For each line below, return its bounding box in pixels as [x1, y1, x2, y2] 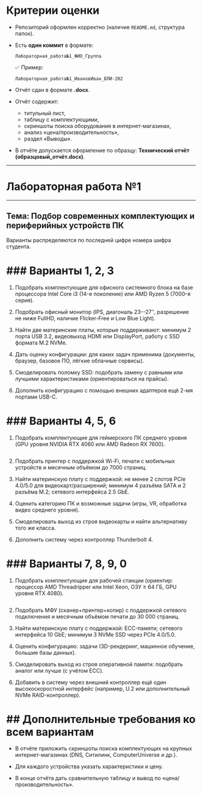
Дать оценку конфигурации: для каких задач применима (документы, [14, 350, 195, 358]
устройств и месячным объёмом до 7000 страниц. [14, 463, 147, 471]
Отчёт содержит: [14, 97, 59, 105]
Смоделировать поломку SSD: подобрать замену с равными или [14, 368, 183, 376]
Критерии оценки [6, 4, 100, 17]
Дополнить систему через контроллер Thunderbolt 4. [14, 536, 153, 543]
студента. [6, 243, 31, 250]
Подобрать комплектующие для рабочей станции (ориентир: [14, 576, 173, 584]
